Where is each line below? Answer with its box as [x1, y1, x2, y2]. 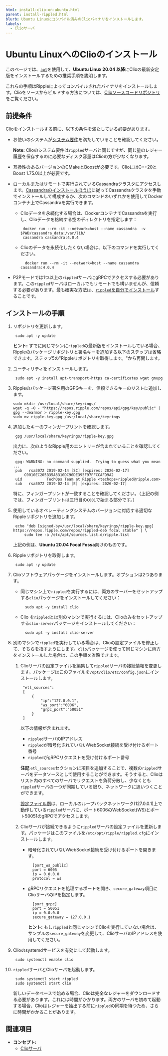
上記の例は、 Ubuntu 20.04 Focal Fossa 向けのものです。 [12, 541, 130, 547]
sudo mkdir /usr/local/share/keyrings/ [12, 401, 96, 406]
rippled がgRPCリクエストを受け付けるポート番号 [27, 754, 130, 760]
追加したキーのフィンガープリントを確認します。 [12, 424, 113, 430]
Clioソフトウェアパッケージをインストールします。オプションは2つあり [12, 571, 159, 577]
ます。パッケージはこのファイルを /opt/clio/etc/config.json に [20, 669, 150, 675]
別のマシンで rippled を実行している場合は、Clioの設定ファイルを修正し [12, 639, 159, 645]
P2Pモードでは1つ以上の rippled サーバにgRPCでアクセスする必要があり [12, 274, 159, 280]
